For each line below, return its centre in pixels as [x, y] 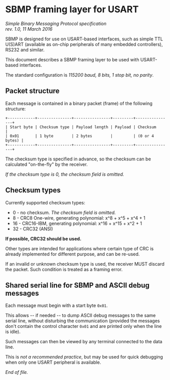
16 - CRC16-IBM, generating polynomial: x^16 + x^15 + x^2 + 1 [77, 223]
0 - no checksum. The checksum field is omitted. [64, 212]
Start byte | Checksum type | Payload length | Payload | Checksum [83, 127]
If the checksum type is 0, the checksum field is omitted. [65, 174]
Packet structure [32, 91]
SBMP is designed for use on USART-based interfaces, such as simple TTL [84, 39]
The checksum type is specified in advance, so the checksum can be [78, 159]
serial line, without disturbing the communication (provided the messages [82, 321]
